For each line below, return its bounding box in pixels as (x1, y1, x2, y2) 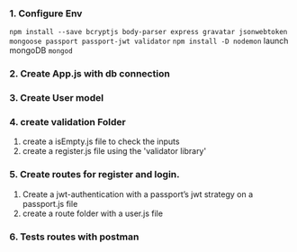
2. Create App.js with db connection (9, 67, 171, 80)
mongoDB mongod (9, 45, 74, 56)
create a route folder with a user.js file (22, 208, 164, 219)
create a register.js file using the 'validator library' (22, 146, 207, 157)
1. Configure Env (9, 7, 83, 20)
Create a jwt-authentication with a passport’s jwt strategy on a (22, 188, 254, 200)
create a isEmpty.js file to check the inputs (22, 136, 180, 147)
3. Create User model (9, 92, 104, 104)
